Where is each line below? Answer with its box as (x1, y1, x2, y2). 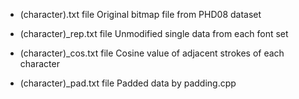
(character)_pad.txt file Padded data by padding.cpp (19, 77, 237, 89)
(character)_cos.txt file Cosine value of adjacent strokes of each (19, 47, 285, 59)
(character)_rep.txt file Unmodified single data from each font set (19, 28, 289, 39)
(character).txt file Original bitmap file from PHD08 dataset (19, 9, 262, 20)
